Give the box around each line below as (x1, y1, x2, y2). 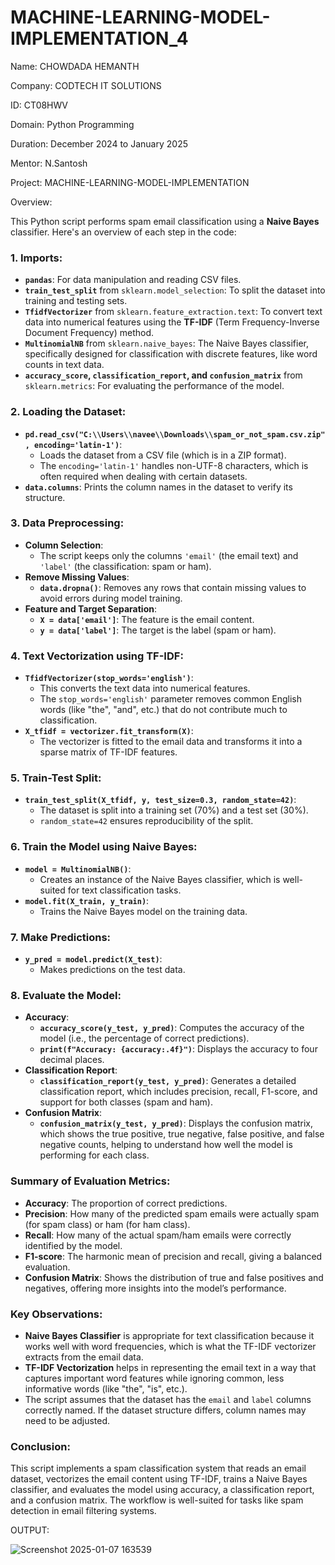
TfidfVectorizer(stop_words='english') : (24, 672, 194, 684)
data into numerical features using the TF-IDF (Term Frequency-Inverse (24, 316, 320, 328)
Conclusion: (10, 1439, 71, 1453)
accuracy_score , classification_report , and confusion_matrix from (24, 369, 303, 381)
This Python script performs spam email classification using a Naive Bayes (10, 215, 320, 227)
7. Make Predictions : (10, 930, 112, 944)
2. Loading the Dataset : (10, 405, 127, 419)
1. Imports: (10, 251, 63, 265)
